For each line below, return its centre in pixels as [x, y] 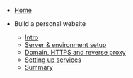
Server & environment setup [65, 45]
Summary [39, 67]
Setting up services [53, 60]
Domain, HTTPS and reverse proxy [75, 52]
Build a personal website [50, 24]
